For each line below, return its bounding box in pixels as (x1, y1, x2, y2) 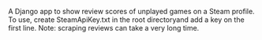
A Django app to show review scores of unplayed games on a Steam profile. (8, 7, 255, 16)
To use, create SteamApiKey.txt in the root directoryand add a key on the (8, 15, 245, 24)
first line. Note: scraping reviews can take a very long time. (8, 24, 200, 32)
